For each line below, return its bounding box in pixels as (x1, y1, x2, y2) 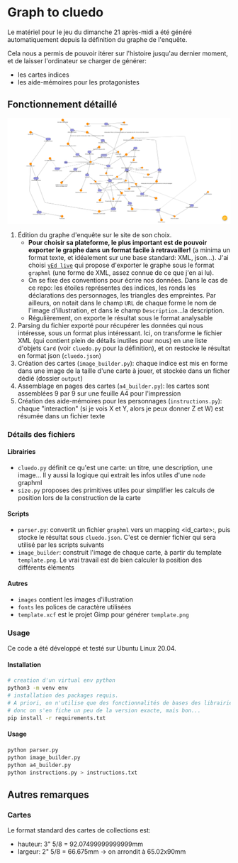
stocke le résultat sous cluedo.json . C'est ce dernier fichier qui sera (17, 533, 216, 541)
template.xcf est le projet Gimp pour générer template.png (17, 610, 189, 619)
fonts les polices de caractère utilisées (17, 602, 132, 611)
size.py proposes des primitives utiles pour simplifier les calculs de (17, 486, 215, 494)
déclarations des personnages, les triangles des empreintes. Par (28, 291, 216, 300)
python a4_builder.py (7, 761, 72, 769)
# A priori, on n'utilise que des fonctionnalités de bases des (7, 700, 201, 707)
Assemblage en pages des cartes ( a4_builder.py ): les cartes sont (17, 381, 210, 391)
